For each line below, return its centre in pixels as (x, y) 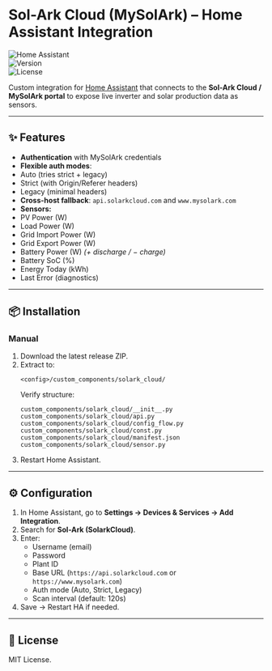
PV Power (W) (43, 217)
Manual (23, 339)
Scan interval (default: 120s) (79, 599)
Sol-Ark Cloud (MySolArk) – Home (125, 15)
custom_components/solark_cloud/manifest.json (100, 438)
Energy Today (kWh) (54, 269)
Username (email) (62, 547)
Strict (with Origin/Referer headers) (79, 183)
